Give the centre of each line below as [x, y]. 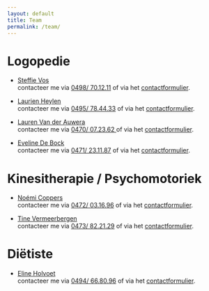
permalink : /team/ [34, 26]
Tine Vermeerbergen [47, 219]
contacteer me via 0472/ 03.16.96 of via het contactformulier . [105, 205]
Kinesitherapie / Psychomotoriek [104, 179]
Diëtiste [30, 254]
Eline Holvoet [36, 274]
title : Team [24, 20]
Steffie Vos [33, 80]
